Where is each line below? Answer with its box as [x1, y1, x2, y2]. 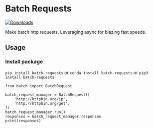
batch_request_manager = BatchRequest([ [5, 92, 91, 97]
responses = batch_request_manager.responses [5, 114, 101, 119]
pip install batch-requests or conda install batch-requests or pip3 [5, 69, 149, 75]
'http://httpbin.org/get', [14, 101, 70, 106]
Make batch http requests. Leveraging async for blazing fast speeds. [5, 29, 147, 35]
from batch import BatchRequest [5, 83, 72, 88]
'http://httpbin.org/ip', [14, 96, 68, 102]
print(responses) [5, 118, 41, 123]
